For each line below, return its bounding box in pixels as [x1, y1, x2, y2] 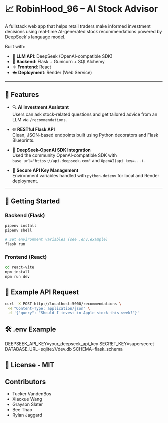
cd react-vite [5, 265, 35, 270]
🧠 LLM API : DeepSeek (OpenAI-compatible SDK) [12, 53, 113, 59]
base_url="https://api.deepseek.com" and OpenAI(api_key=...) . [12, 157, 145, 163]
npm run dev [5, 274, 30, 279]
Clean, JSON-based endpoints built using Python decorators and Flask [12, 132, 159, 138]
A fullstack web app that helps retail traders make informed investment [5, 23, 151, 29]
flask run [5, 242, 26, 247]
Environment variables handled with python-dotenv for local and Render [12, 172, 160, 178]
